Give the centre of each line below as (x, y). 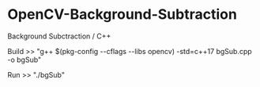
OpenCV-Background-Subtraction (122, 14)
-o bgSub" (24, 60)
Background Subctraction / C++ (59, 36)
